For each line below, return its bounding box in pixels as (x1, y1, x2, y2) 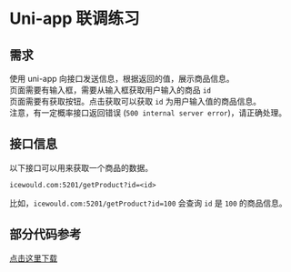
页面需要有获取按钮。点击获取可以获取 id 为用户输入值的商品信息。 (9, 96, 262, 106)
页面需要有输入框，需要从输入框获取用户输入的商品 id (9, 85, 212, 96)
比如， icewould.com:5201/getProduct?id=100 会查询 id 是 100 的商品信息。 (9, 197, 288, 208)
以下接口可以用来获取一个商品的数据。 (9, 162, 153, 173)
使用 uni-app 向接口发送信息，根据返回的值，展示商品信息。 (9, 74, 235, 84)
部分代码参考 (9, 227, 82, 242)
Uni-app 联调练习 (9, 8, 140, 29)
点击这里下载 (9, 252, 57, 264)
